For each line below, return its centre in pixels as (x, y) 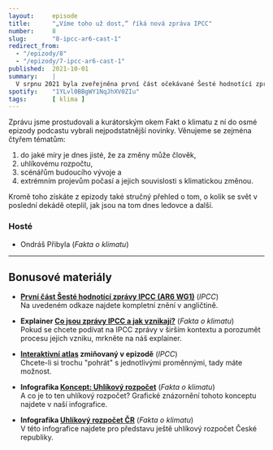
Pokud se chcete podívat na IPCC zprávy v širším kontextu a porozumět (141, 330)
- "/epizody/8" (41, 54)
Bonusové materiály (60, 277)
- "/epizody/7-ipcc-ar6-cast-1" (71, 62)
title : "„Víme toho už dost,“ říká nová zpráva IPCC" (110, 24)
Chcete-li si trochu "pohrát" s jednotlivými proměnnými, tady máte (131, 363)
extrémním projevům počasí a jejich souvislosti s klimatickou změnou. (136, 181)
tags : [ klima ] (47, 99)
